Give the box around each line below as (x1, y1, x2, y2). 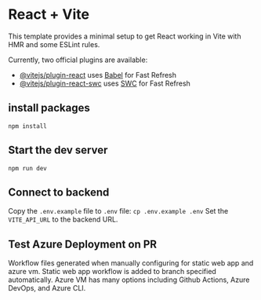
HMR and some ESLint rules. (8, 39, 100, 49)
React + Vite (8, 5, 90, 24)
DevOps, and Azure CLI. (8, 284, 86, 293)
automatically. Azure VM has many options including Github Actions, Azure (8, 275, 250, 284)
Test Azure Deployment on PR (8, 237, 158, 251)
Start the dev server (8, 144, 108, 157)
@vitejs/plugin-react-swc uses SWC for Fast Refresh (19, 79, 190, 88)
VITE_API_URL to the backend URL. (8, 214, 118, 225)
